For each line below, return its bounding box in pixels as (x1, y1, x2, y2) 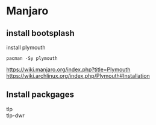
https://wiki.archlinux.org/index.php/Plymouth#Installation (6, 72, 151, 79)
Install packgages (6, 90, 74, 100)
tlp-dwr (6, 112, 25, 119)
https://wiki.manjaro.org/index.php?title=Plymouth (6, 66, 131, 73)
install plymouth (6, 44, 46, 51)
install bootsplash (6, 28, 75, 38)
